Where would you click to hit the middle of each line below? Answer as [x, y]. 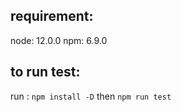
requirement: [52, 16]
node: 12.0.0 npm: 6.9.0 [59, 40]
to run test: [45, 72]
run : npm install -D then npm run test [91, 96]
